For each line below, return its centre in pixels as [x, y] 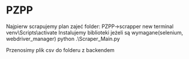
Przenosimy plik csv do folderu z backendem [61, 50]
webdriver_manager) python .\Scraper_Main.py [63, 39]
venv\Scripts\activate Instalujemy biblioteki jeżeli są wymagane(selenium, [94, 32]
